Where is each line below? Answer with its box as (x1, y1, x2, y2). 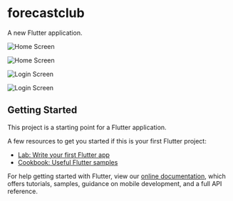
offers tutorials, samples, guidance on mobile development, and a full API (7, 179, 222, 188)
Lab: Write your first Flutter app (17, 151, 110, 159)
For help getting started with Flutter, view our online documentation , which (7, 172, 227, 180)
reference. (7, 187, 38, 195)
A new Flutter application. (7, 28, 83, 37)
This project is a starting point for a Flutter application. (7, 123, 167, 131)
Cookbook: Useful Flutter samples (17, 158, 118, 166)
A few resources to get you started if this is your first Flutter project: (7, 136, 207, 145)
